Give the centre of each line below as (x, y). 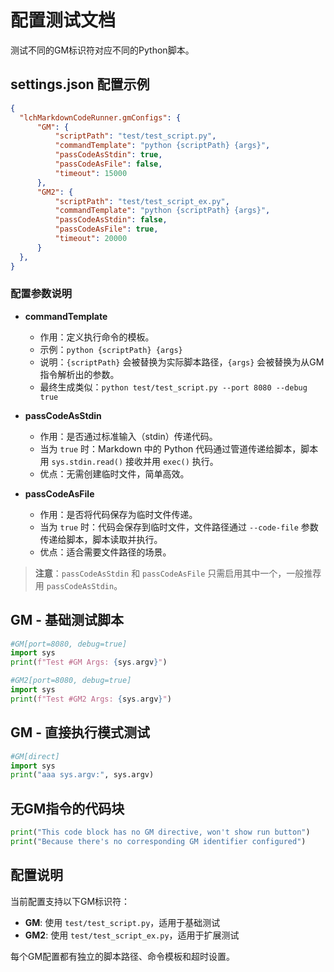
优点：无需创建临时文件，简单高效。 (114, 473)
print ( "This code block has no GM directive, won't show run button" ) (160, 832)
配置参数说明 (41, 294)
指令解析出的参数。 (79, 374)
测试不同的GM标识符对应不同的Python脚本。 (102, 50)
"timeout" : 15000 (91, 173)
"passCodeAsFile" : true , (106, 229)
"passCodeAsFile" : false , (108, 164)
